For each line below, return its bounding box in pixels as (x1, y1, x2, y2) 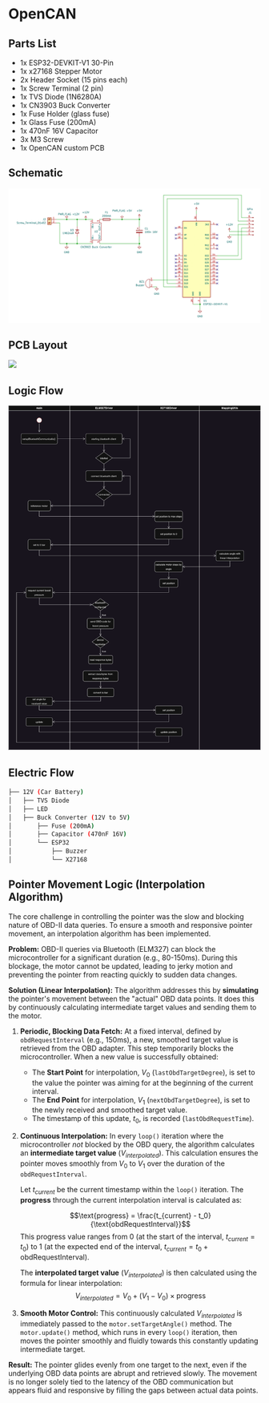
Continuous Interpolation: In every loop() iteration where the (19, 1131, 224, 1141)
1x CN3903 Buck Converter (19, 101, 110, 110)
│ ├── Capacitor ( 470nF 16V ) (8, 830, 127, 838)
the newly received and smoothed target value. (31, 1105, 188, 1115)
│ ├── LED (8, 804, 48, 813)
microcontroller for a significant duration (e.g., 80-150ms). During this (8, 953, 238, 962)
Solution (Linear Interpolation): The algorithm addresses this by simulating (8, 985, 259, 994)
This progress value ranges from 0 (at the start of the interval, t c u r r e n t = (19, 1232, 255, 1243)
